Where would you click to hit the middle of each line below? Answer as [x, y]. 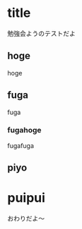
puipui [27, 198]
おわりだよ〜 [26, 218]
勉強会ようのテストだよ [41, 33]
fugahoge [24, 130]
